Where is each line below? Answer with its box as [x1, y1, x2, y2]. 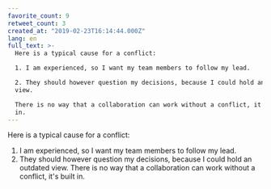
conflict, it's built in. [19, 171, 86, 182]
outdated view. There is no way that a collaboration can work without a [19, 163, 256, 173]
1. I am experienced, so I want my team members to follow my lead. [15, 64, 251, 73]
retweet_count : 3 [7, 19, 66, 27]
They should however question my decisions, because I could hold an [19, 154, 252, 164]
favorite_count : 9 [7, 11, 70, 20]
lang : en [7, 34, 37, 43]
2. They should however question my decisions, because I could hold [15, 78, 254, 86]
